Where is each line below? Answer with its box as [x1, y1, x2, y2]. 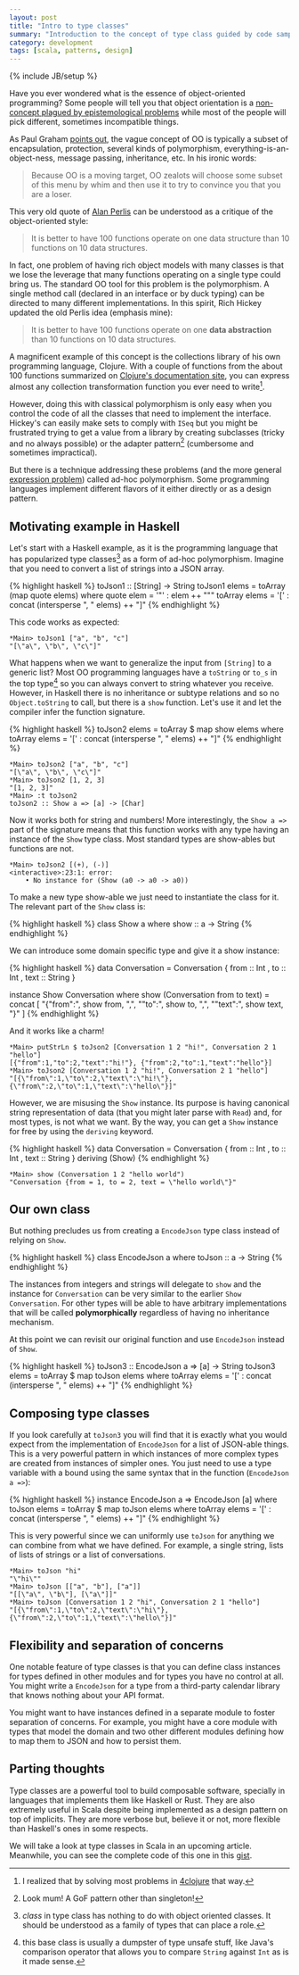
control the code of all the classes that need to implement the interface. [9, 408, 271, 419]
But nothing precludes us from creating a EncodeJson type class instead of [9, 1225, 280, 1236]
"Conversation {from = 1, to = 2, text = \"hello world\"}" [9, 1177, 238, 1187]
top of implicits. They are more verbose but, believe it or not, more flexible [9, 1813, 281, 1824]
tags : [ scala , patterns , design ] [9, 46, 133, 55]
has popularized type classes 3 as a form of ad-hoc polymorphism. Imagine [9, 552, 285, 564]
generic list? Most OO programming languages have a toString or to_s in [9, 667, 278, 677]
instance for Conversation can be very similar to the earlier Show [9, 1289, 242, 1299]
